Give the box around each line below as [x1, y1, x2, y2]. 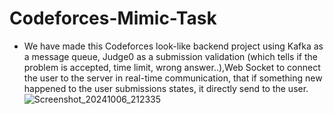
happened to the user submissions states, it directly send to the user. [23, 82, 309, 94]
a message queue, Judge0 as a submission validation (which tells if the [23, 50, 318, 62]
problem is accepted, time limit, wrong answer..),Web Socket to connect [23, 61, 321, 73]
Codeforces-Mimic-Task [9, 7, 217, 30]
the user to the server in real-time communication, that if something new [23, 72, 323, 84]
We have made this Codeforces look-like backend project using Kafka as [23, 40, 324, 52]
